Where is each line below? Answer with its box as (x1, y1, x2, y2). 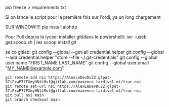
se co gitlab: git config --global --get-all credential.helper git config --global (5, 49, 164, 55)
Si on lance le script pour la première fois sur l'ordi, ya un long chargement (5, 14, 161, 20)
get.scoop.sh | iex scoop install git (5, 39, 77, 45)
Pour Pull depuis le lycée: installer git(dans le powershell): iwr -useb (5, 34, 147, 40)
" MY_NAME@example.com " (5, 65, 64, 71)
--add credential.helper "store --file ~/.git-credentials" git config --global (5, 54, 158, 60)
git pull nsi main (5, 93, 44, 98)
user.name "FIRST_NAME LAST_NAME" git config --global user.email (5, 60, 149, 65)
